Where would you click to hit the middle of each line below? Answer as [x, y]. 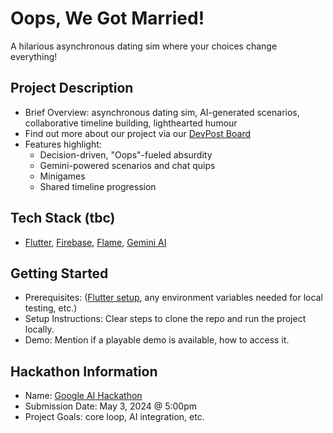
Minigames [62, 176]
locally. [39, 329]
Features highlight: [63, 144]
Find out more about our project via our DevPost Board [138, 133]
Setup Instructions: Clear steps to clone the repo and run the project [165, 319]
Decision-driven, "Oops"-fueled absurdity [126, 154]
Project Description [72, 88]
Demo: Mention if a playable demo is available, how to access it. [157, 340]
